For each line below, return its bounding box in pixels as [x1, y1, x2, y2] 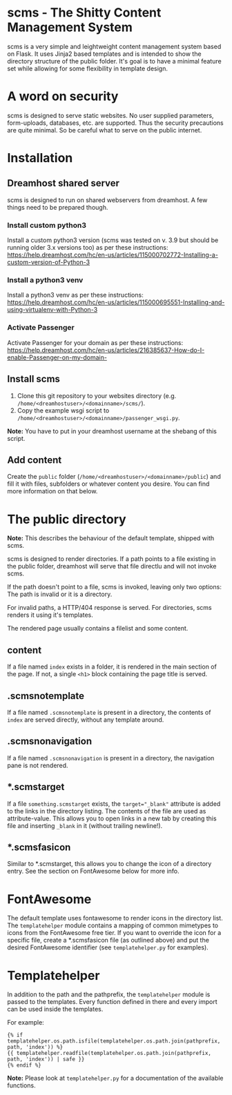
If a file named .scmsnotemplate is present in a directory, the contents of [7, 708, 211, 716]
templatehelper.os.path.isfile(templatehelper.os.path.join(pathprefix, [7, 1038, 221, 1045]
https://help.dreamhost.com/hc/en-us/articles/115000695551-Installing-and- [7, 298, 225, 306]
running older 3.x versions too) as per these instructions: [7, 244, 168, 252]
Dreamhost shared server [7, 177, 119, 189]
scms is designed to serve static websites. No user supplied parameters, [7, 111, 214, 119]
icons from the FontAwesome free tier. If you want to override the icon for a [7, 929, 222, 937]
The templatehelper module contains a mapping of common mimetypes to [7, 921, 219, 929]
